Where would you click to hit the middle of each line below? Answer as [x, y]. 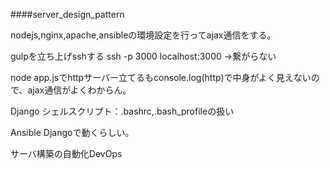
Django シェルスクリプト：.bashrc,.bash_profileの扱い [122, 111]
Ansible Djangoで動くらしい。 [72, 132]
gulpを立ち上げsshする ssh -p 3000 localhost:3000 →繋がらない [143, 56]
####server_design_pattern [67, 14]
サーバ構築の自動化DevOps [66, 153]
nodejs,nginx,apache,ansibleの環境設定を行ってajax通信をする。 [143, 35]
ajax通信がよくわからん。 [79, 90]
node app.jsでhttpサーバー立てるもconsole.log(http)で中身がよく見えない [161, 77]
